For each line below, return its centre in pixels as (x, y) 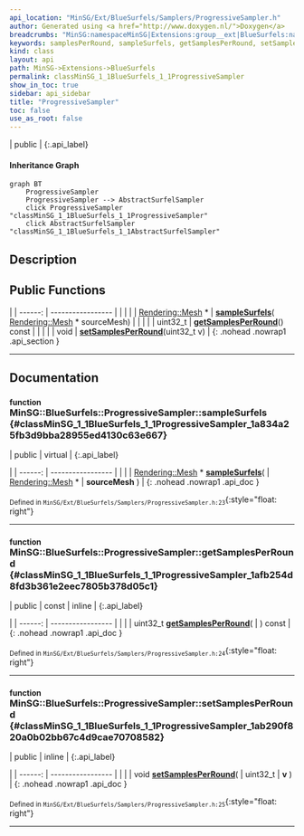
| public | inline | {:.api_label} (62, 757)
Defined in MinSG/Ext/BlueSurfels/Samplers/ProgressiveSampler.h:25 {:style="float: (143, 803)
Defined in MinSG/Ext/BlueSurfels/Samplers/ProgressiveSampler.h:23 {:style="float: (143, 501)
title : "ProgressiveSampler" (64, 102)
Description (43, 259)
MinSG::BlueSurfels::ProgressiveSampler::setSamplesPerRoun (152, 704)
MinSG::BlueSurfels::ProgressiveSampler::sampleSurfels (138, 413)
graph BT (26, 185)
